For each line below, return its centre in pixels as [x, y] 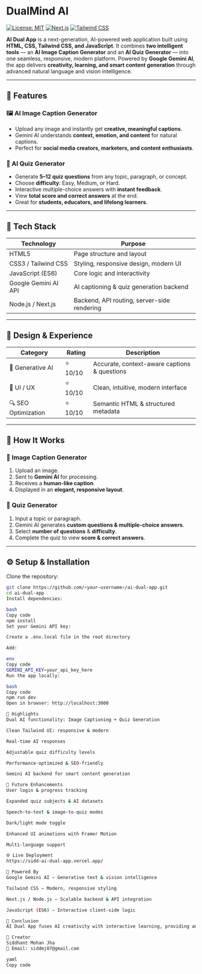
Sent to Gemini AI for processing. [56, 477]
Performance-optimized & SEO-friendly [55, 763]
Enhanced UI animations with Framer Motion [62, 834]
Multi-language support [36, 845]
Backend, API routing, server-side [122, 300]
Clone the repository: [32, 577]
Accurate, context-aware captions [142, 364]
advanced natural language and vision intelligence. [69, 71]
